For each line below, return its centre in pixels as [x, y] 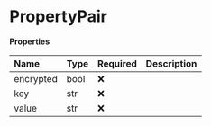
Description [171, 63]
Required [118, 63]
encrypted [36, 78]
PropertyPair [59, 17]
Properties [30, 41]
